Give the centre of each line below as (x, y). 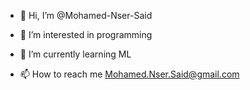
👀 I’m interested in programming (86, 34)
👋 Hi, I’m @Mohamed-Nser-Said (86, 15)
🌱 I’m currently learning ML (75, 54)
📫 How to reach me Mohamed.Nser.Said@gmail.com (129, 74)
